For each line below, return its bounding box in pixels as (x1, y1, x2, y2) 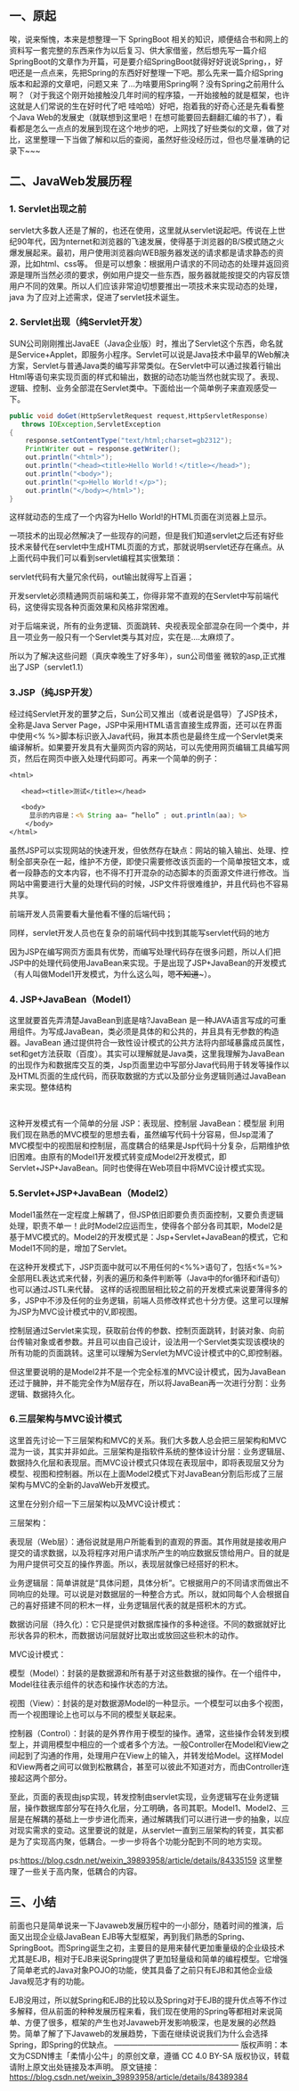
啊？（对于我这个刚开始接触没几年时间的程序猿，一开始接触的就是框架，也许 (9, 89, 290, 100)
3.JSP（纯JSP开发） (9, 686, 99, 699)
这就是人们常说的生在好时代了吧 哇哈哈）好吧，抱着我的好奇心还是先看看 (9, 101, 277, 111)
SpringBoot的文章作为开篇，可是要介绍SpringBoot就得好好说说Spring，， (9, 56, 276, 67)
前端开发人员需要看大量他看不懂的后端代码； (9, 908, 174, 919)
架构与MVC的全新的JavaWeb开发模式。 (9, 1479, 155, 1490)
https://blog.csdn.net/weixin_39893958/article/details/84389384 (9, 2071, 249, 2082)
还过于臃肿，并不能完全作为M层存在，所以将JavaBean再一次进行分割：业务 (9, 1377, 287, 1388)
